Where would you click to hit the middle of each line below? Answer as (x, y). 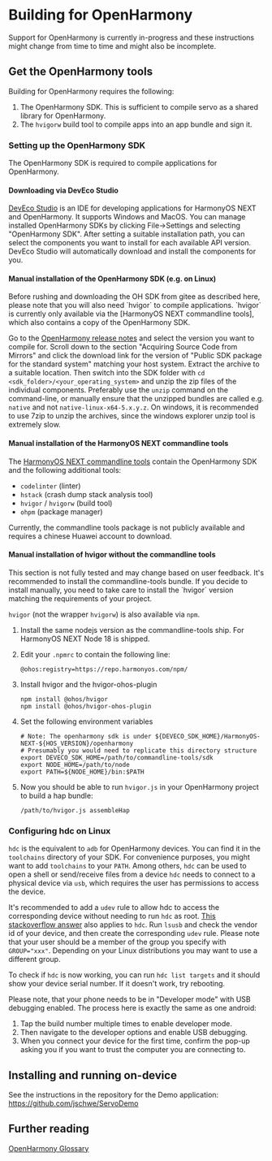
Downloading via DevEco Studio (64, 190)
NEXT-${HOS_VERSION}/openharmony (77, 743)
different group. (35, 960)
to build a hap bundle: (56, 795)
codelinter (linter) (50, 486)
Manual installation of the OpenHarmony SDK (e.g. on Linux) (112, 279)
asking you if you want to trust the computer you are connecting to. (133, 1050)
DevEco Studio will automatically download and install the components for (132, 251)
